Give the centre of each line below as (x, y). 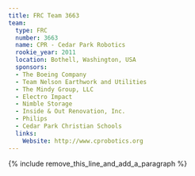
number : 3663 (37, 38)
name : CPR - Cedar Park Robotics (71, 45)
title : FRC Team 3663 (44, 15)
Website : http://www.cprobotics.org (83, 141)
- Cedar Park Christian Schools (69, 126)
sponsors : (31, 67)
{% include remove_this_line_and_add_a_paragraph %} (98, 163)
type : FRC (31, 30)
